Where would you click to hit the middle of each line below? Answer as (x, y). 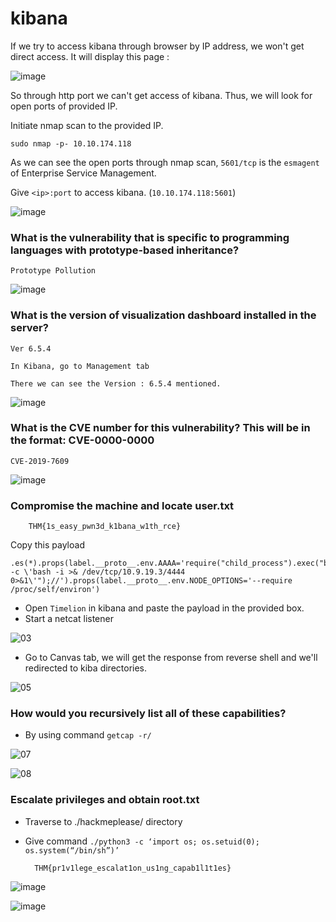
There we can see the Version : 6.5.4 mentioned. (116, 383)
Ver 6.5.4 (31, 348)
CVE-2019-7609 (40, 461)
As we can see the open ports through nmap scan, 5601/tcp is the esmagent (165, 162)
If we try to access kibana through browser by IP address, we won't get (157, 46)
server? (29, 328)
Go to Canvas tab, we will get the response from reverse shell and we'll (171, 658)
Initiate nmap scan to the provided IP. (87, 125)
